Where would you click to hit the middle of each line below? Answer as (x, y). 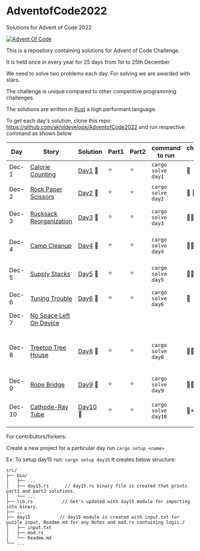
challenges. (20, 97)
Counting (43, 174)
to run (166, 155)
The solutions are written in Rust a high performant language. (81, 109)
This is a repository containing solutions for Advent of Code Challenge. (93, 50)
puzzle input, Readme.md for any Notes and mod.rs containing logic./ (96, 522)
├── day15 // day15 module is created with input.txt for (93, 517)
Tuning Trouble (51, 298)
